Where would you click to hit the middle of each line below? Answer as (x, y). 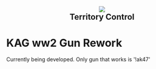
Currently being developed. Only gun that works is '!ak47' (78, 59)
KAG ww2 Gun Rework (64, 43)
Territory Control (102, 17)
